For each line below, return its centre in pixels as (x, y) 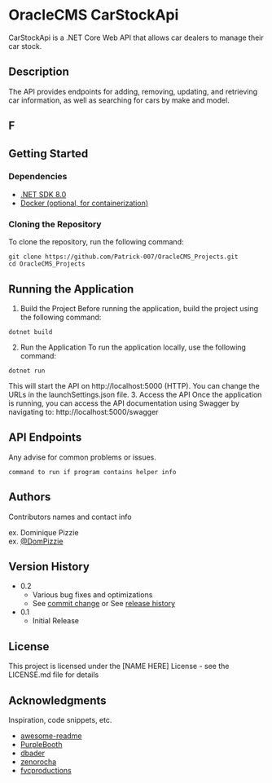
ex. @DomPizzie (36, 541)
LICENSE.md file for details (54, 675)
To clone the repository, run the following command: (96, 242)
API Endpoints (45, 438)
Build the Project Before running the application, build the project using (139, 308)
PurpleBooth (41, 744)
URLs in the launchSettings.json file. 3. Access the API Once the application (135, 394)
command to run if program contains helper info (92, 472)
